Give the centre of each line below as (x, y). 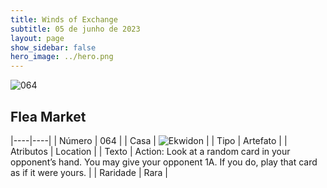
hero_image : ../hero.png (62, 57)
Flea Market (48, 116)
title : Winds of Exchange (64, 19)
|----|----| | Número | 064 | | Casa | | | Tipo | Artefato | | (149, 140)
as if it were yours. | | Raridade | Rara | (89, 172)
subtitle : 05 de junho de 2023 (75, 29)
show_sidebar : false (53, 47)
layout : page (37, 38)
